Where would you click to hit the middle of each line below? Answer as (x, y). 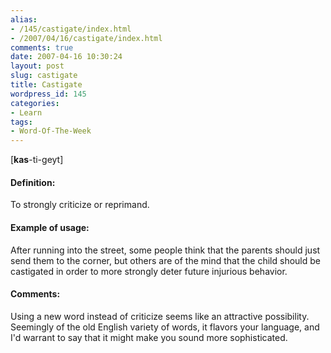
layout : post (37, 66)
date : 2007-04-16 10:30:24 (66, 57)
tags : (21, 122)
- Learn (26, 112)
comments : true (42, 47)
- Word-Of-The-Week (51, 131)
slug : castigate (44, 76)
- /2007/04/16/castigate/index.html (86, 38)
